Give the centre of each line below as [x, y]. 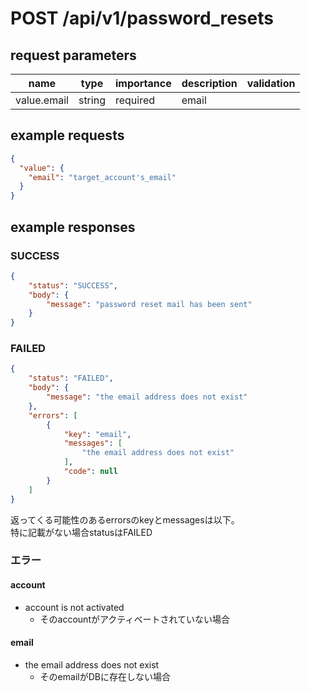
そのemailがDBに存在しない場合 [105, 676]
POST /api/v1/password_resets [142, 18]
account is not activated [74, 607]
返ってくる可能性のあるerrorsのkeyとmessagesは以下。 [125, 519]
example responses [73, 227]
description [209, 83]
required [135, 100]
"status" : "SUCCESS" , [73, 285]
